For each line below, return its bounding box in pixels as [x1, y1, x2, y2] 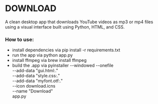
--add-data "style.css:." [12, 73, 60, 79]
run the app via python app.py [12, 52, 73, 58]
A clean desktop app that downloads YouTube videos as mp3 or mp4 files [5, 19, 154, 25]
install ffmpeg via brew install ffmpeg [12, 58, 87, 63]
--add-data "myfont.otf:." [12, 78, 63, 84]
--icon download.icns [12, 83, 56, 89]
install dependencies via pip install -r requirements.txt [12, 47, 120, 53]
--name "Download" [12, 88, 53, 94]
